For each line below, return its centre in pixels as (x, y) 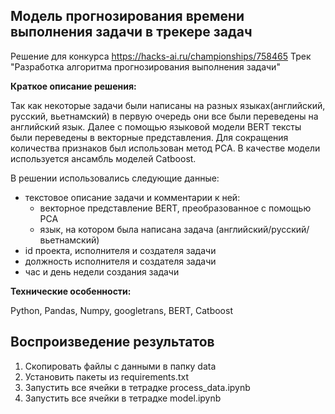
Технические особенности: (71, 291)
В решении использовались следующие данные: (115, 178)
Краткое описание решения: (73, 86)
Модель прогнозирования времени (127, 16)
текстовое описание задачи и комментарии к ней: (132, 197)
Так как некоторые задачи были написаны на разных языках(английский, (168, 105)
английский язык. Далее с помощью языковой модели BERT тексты (156, 126)
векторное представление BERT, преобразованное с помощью (175, 208)
